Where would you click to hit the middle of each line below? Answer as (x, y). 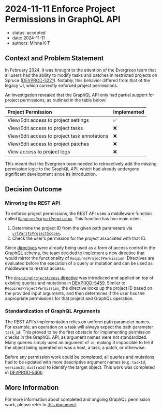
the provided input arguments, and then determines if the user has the (75, 293)
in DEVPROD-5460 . (24, 372)
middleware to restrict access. (35, 268)
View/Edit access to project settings (48, 120)
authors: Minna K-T (31, 43)
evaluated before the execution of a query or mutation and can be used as (79, 264)
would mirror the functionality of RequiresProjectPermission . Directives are (80, 258)
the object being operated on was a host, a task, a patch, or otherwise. (75, 347)
